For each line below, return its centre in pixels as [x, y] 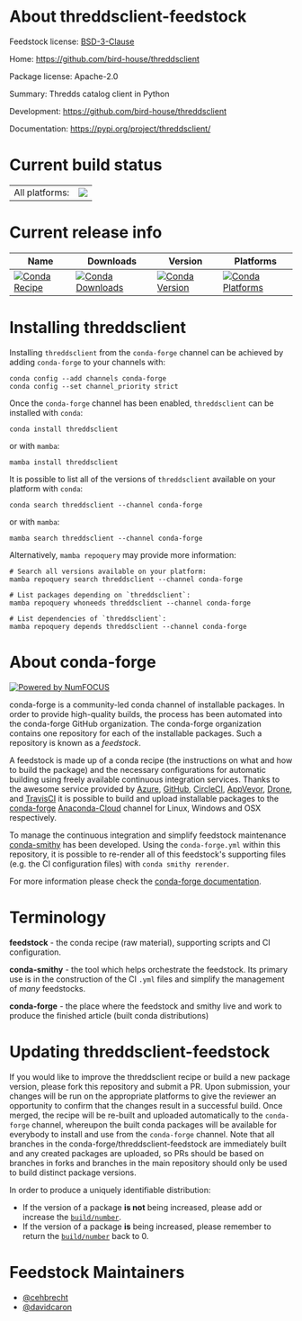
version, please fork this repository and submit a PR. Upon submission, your [150, 1086]
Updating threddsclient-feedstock [140, 1051]
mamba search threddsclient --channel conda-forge [106, 538]
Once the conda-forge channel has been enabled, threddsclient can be [142, 403]
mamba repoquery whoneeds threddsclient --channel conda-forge [130, 603]
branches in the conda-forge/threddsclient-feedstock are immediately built [148, 1144]
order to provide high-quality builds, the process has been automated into [146, 714]
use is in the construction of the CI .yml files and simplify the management [147, 979]
